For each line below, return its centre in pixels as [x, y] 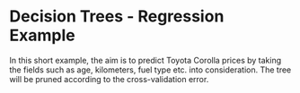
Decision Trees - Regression [117, 17]
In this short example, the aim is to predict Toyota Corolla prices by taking [146, 60]
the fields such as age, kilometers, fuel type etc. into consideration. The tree [150, 70]
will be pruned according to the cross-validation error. [109, 79]
